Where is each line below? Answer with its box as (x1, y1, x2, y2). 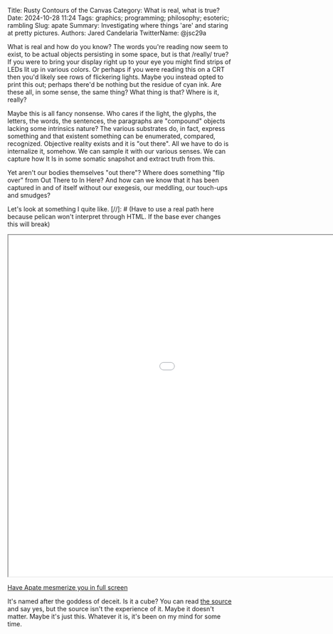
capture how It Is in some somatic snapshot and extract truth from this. (7, 154, 216, 163)
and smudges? (7, 191, 51, 199)
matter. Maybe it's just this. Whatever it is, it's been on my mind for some (7, 612, 221, 620)
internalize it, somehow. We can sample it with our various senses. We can (7, 147, 226, 155)
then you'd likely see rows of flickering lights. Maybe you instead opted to (7, 73, 224, 81)
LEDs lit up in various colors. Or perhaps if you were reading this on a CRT (7, 65, 226, 73)
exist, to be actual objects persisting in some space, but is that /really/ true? (7, 50, 229, 58)
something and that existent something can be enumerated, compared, (7, 132, 216, 140)
